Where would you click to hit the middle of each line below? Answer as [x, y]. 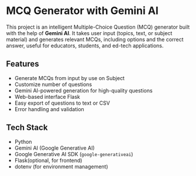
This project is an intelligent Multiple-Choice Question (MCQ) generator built [98, 27]
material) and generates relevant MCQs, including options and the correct [95, 39]
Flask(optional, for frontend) [48, 160]
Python [23, 142]
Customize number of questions [53, 84]
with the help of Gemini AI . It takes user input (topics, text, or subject [89, 33]
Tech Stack [27, 128]
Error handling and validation [49, 109]
